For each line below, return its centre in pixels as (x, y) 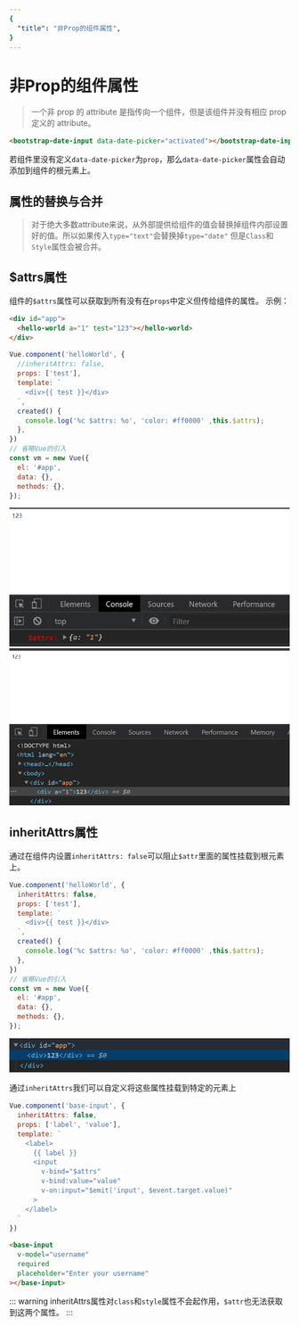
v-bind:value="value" (81, 1182)
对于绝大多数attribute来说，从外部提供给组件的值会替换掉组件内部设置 (160, 224)
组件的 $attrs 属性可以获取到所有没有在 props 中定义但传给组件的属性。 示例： (149, 301)
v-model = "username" (53, 1255)
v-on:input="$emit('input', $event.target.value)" (137, 1190)
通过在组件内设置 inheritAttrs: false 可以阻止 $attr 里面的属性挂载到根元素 (147, 855)
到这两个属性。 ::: (41, 1312)
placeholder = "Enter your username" (83, 1274)
